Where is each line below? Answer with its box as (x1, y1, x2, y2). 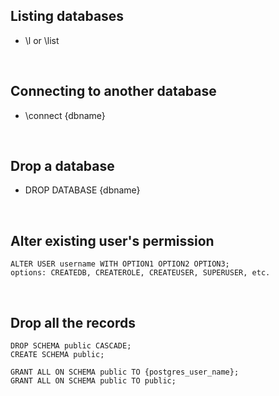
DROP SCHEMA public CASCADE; (10, 341, 132, 351)
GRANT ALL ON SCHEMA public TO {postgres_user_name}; (10, 367, 240, 378)
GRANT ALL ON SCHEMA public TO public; (10, 376, 177, 386)
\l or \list (24, 34, 60, 46)
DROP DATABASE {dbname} (24, 184, 141, 196)
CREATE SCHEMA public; (10, 350, 105, 360)
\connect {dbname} (24, 109, 106, 121)
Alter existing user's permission (10, 232, 215, 249)
